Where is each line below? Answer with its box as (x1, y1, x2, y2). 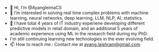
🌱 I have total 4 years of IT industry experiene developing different (9, 20, 145, 26)
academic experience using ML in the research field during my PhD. (9, 31, 148, 36)
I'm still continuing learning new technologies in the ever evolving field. (9, 36, 155, 42)
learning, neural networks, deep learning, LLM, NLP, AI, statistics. (9, 15, 143, 21)
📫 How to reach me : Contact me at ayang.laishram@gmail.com (9, 42, 141, 47)
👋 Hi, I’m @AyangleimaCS (9, 5, 62, 10)
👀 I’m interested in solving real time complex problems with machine (9, 10, 149, 16)
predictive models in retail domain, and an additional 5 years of (9, 26, 138, 31)
